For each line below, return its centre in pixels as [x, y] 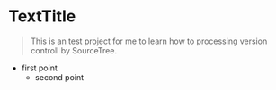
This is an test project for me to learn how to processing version [149, 41]
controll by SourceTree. [74, 50]
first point [39, 68]
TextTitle [42, 16]
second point [59, 77]
